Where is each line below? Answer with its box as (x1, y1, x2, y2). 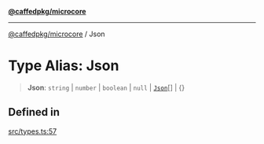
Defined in (8, 105, 60, 119)
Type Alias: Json (8, 57, 119, 75)
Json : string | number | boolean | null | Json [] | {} (27, 83, 185, 92)
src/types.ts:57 (8, 126, 57, 136)
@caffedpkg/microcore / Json (8, 29, 105, 39)
